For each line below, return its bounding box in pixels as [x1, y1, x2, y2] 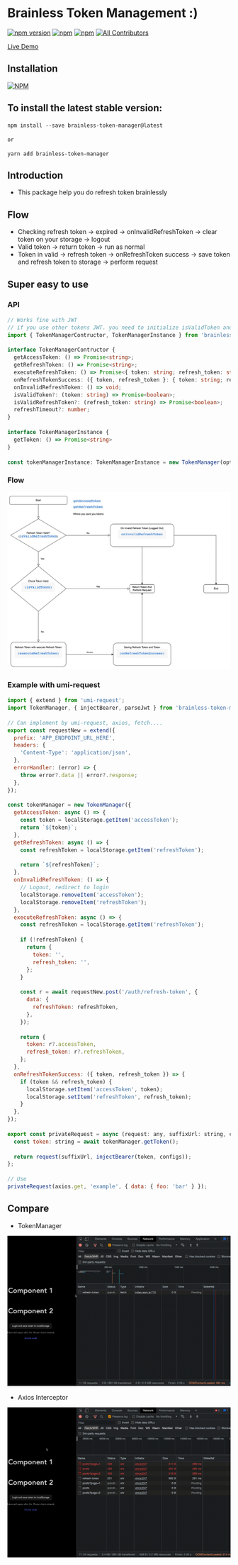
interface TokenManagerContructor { [7, 346, 115, 354]
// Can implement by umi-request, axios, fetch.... [7, 719, 163, 726]
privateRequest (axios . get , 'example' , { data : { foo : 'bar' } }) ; [7, 1183, 208, 1190]
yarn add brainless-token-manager [7, 150, 110, 157]
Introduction [7, 169, 64, 182]
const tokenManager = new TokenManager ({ [7, 801, 132, 809]
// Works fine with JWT [7, 316, 78, 323]
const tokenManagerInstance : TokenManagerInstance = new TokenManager [7, 459, 220, 466]
